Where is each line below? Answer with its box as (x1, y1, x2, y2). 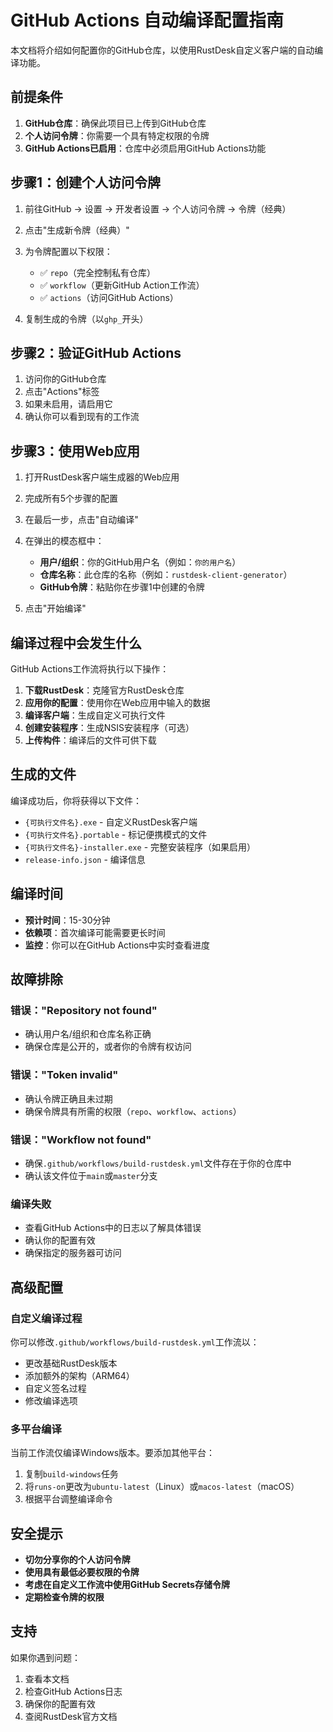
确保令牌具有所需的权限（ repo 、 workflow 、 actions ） (24, 1105, 242, 1117)
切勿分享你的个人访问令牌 (24, 1554, 131, 1565)
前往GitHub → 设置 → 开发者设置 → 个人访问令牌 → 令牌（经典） (24, 202, 292, 215)
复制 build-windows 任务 (24, 1468, 119, 1480)
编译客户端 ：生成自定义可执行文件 (24, 709, 166, 721)
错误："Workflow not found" (10, 1132, 152, 1146)
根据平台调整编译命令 (24, 1493, 113, 1505)
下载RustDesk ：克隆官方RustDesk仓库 (24, 684, 185, 696)
